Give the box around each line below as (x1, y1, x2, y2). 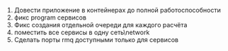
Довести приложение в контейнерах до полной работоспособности (13, 6, 221, 14)
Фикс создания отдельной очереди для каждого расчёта (13, 21, 188, 29)
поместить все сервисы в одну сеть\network (13, 28, 150, 36)
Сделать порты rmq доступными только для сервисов (13, 36, 179, 44)
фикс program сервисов (13, 13, 87, 22)
